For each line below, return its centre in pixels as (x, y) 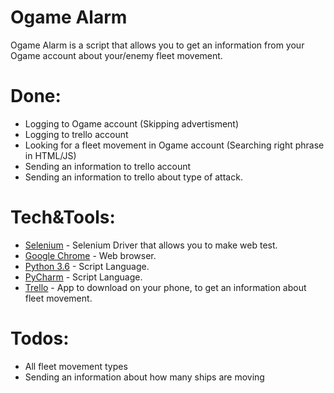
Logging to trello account (76, 134)
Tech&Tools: (63, 217)
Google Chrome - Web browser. (90, 255)
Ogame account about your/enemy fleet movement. (116, 55)
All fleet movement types (76, 366)
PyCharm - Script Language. (83, 277)
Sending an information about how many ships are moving (144, 377)
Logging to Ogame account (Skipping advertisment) (132, 123)
